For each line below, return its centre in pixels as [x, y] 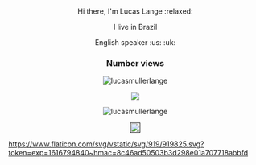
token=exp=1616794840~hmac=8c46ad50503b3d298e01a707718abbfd [128, 153]
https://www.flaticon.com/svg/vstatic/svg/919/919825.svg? [106, 144]
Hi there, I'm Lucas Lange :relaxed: [135, 11]
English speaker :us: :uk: [135, 43]
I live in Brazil [135, 27]
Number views [135, 64]
